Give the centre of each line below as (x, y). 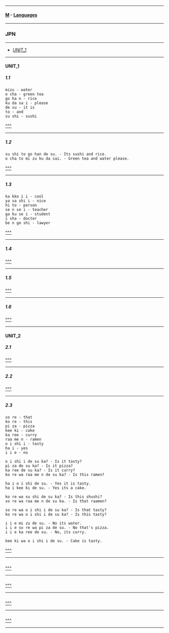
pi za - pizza (20, 426)
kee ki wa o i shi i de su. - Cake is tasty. (54, 541)
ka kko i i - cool (24, 196)
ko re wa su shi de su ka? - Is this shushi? (54, 497)
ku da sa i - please (27, 103)
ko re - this (19, 422)
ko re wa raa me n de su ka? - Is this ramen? (55, 475)
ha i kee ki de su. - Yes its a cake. (46, 488)
